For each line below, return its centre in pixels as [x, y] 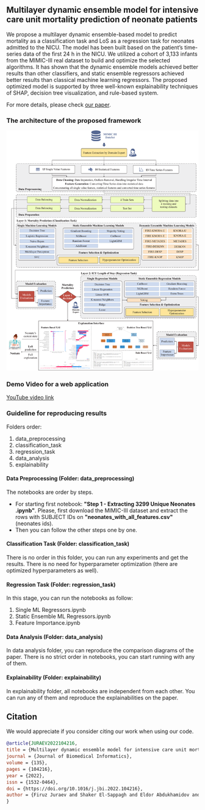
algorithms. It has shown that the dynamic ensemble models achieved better [102, 67]
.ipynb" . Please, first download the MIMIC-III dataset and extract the [101, 510]
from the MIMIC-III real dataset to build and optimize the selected [88, 60]
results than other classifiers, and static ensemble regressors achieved [95, 73]
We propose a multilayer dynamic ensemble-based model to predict [92, 34]
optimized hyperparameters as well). [52, 570]
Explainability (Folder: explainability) [54, 677]
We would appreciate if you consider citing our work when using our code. [100, 731]
